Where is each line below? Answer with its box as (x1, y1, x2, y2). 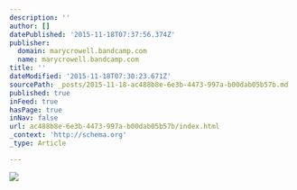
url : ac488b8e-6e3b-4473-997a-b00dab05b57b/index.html (9, 122, 220, 131)
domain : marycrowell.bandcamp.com (17, 47, 147, 56)
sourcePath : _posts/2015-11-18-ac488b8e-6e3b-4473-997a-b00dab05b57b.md (9, 80, 289, 89)
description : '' (9, 13, 70, 23)
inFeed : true (9, 96, 59, 106)
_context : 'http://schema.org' (9, 131, 127, 140)
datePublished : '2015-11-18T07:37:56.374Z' (9, 30, 176, 39)
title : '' (9, 64, 47, 73)
